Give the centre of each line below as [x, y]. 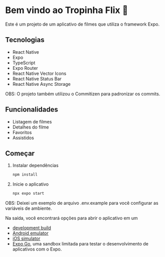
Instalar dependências [35, 166]
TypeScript [24, 63]
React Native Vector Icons [39, 73]
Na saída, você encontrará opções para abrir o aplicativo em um [71, 218]
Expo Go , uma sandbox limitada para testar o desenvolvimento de [80, 244]
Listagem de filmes [32, 121]
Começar [20, 153]
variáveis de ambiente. [29, 208]
